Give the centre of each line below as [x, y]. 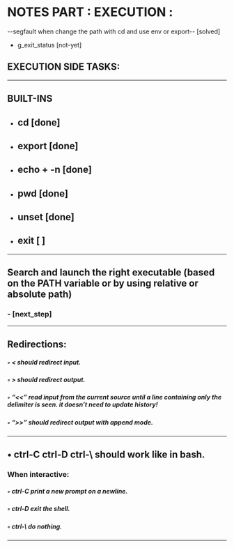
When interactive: [38, 475]
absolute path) [40, 295]
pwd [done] [42, 193]
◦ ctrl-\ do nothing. [35, 526]
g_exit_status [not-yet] [49, 45]
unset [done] [46, 217]
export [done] [48, 146]
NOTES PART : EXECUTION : [90, 12]
